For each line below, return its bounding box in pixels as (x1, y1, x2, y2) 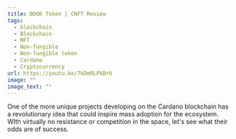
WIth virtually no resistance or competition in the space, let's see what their (7, 118, 228, 126)
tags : (7, 17, 23, 24)
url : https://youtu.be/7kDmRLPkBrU (7, 69, 113, 77)
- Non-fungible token (13, 50, 78, 57)
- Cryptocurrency (13, 63, 65, 70)
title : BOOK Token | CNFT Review (7, 10, 106, 18)
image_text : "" (7, 83, 52, 90)
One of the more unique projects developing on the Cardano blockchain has (7, 102, 229, 111)
